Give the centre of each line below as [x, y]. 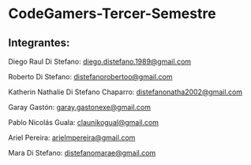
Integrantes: [39, 43]
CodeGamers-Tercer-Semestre [112, 14]
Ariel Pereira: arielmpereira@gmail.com [72, 137]
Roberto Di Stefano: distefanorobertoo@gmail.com [90, 77]
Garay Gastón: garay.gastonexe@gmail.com [80, 107]
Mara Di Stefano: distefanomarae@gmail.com [82, 153]
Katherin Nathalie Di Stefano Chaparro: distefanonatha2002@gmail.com [126, 92]
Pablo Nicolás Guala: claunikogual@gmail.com [84, 122]
